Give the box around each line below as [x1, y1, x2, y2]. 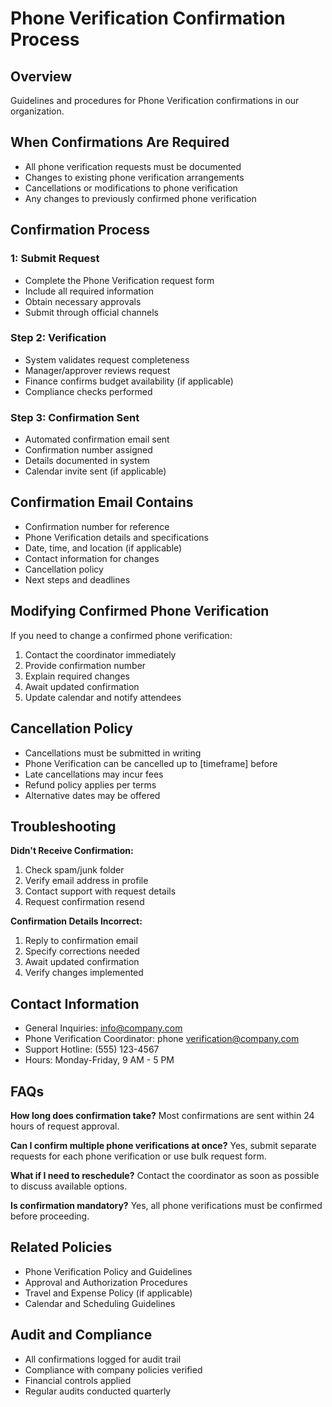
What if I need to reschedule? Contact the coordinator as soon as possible [10, 1169, 320, 1181]
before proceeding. [10, 1210, 90, 1222]
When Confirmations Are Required [10, 134, 230, 151]
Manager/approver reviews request [24, 364, 171, 376]
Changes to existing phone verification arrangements [24, 171, 245, 183]
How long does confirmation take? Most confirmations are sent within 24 [10, 1109, 315, 1121]
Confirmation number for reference [24, 520, 170, 532]
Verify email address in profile [24, 875, 149, 887]
